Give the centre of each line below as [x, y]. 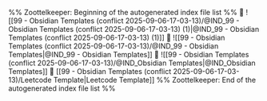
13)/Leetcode [30, 80]
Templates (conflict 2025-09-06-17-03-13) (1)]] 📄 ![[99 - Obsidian [117, 37]
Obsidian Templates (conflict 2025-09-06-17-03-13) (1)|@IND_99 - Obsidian [134, 29]
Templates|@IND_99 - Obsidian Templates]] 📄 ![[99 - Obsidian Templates [129, 54]
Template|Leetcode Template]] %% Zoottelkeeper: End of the [155, 80]
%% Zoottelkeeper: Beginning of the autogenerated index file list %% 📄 [126, 12]
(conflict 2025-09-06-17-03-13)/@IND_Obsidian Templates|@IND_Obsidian [132, 63]
